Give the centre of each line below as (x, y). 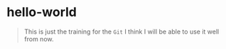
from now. (39, 38)
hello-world (42, 12)
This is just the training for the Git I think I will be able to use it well (122, 31)
